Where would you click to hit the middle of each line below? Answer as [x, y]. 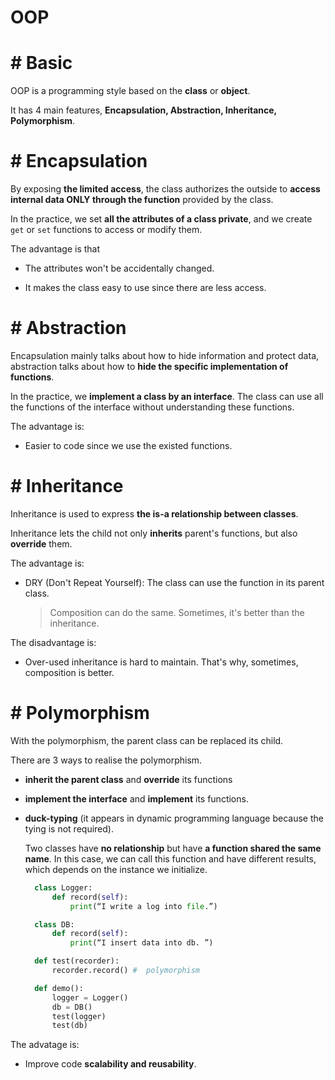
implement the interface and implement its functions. [136, 798]
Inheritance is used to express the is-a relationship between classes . [154, 513]
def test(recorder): [77, 961]
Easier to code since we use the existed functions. [128, 445]
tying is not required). [69, 828]
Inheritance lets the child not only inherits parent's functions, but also [154, 533]
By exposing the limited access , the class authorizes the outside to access [165, 189]
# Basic [41, 63]
